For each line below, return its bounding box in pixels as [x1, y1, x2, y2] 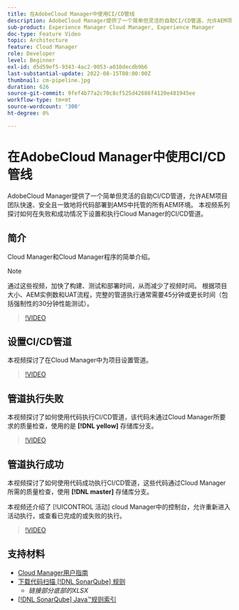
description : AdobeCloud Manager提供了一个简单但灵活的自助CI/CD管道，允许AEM [7, 17, 228, 24]
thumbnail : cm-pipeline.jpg [7, 76, 91, 84]
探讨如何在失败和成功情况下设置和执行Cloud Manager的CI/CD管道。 [7, 209, 208, 218]
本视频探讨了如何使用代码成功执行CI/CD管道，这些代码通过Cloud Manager [7, 478, 226, 487]
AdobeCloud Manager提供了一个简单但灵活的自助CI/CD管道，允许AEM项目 [7, 191, 228, 200]
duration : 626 [7, 83, 50, 90]
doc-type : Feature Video [7, 30, 81, 38]
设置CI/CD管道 [7, 335, 73, 347]
